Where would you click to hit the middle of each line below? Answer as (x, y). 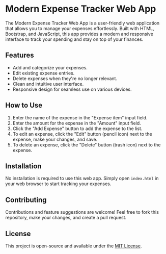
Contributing (26, 200)
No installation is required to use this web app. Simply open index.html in (82, 179)
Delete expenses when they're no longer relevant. (65, 78)
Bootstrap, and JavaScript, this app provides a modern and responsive (79, 34)
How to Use (24, 105)
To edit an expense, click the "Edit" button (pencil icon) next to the (82, 134)
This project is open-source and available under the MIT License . (74, 246)
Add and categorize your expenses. (50, 67)
